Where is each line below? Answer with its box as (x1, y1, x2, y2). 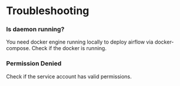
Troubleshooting (6, 4, 90, 18)
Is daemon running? (6, 25, 65, 34)
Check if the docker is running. (31, 45, 107, 52)
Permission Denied (6, 59, 62, 68)
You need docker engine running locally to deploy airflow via (6, 38, 153, 45)
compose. (6, 45, 31, 52)
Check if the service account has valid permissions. (6, 72, 132, 80)
